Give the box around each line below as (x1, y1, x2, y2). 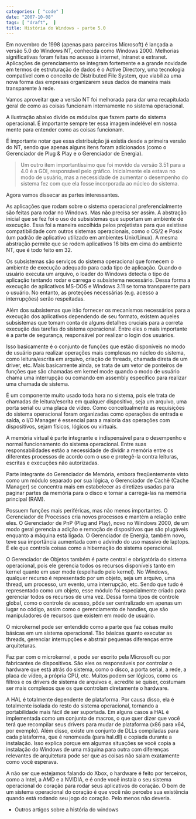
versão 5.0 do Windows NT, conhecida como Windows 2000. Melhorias (6, 48, 180, 55)
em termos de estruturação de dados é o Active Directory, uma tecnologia (6, 66, 185, 73)
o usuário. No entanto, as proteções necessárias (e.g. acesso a (6, 289, 159, 296)
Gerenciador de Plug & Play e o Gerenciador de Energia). (6, 150, 143, 157)
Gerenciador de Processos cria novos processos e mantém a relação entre (6, 513, 187, 520)
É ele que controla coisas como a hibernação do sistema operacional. (6, 544, 174, 552)
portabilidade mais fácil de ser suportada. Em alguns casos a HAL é (6, 709, 169, 716)
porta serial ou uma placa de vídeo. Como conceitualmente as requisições (6, 405, 185, 412)
